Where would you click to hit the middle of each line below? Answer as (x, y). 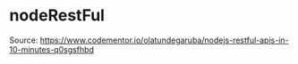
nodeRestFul (57, 16)
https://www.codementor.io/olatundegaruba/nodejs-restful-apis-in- (164, 40)
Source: (24, 40)
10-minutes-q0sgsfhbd (51, 49)
